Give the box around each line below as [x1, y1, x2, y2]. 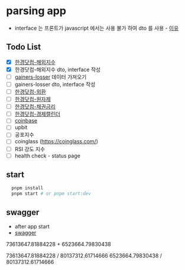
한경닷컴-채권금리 [14, 103, 56, 110]
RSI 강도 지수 [14, 145, 46, 152]
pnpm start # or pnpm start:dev [11, 191, 92, 197]
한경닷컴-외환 [14, 88, 46, 95]
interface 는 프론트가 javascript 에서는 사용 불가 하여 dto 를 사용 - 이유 [14, 24, 179, 31]
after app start [14, 223, 50, 230]
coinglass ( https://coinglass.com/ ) [14, 138, 99, 145]
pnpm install [11, 185, 44, 191]
